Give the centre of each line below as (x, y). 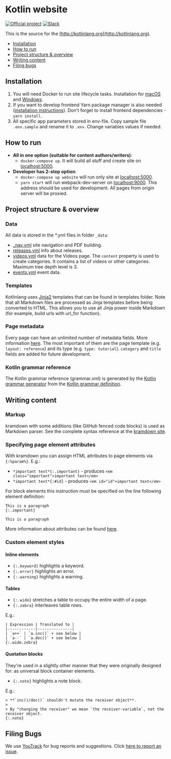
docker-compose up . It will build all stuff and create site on (81, 161)
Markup (15, 415)
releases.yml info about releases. (48, 250)
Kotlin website (36, 9)
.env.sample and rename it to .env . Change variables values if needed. (87, 126)
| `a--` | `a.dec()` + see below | (43, 638)
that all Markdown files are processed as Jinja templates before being (79, 302)
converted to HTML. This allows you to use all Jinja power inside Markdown (85, 308)
